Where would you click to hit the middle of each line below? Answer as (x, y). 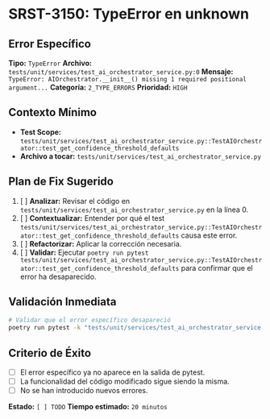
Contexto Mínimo (52, 112)
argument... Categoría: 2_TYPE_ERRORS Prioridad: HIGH (98, 87)
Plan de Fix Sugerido (61, 182)
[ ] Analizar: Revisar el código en (75, 201)
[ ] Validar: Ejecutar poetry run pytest (84, 252)
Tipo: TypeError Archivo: (50, 63)
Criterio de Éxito (50, 353)
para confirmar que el (217, 268)
